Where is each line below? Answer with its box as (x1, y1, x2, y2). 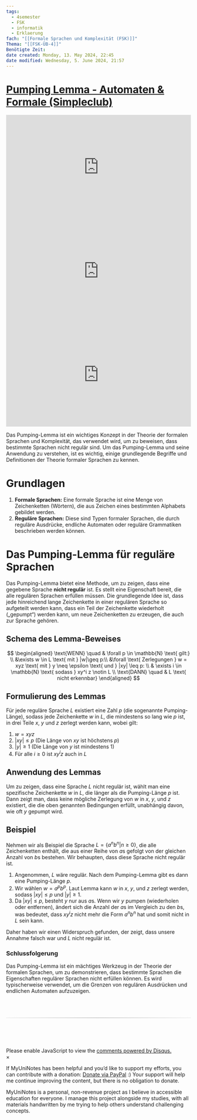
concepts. (6, 1107, 30, 1114)
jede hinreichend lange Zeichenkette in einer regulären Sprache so (6, 598, 167, 605)
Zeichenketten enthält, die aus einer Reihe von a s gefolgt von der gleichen (6, 847, 186, 855)
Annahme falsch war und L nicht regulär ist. (6, 934, 111, 941)
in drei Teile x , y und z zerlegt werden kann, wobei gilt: (6, 719, 138, 727)
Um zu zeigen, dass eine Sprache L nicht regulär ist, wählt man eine (6, 783, 170, 790)
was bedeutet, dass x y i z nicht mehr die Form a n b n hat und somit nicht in (14, 910, 189, 918)
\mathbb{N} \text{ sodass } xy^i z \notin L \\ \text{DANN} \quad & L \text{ (11, 668, 186, 675)
